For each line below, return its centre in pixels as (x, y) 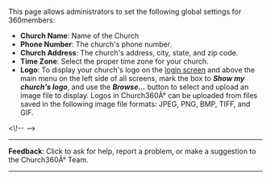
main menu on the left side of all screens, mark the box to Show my (132, 78)
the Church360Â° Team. (48, 160)
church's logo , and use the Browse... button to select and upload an (134, 87)
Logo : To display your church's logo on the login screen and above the (138, 70)
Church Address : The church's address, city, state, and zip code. (129, 53)
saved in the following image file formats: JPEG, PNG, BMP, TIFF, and (135, 104)
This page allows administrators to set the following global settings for (125, 12)
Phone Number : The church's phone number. (96, 44)
